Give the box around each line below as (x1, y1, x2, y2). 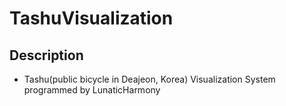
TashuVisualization (9, 7, 174, 30)
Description (9, 47, 84, 64)
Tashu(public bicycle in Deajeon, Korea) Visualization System (23, 73, 276, 85)
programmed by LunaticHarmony (23, 84, 161, 96)
